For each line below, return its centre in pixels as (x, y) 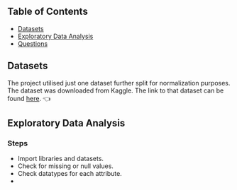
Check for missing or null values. (65, 166)
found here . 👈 (29, 98)
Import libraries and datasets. (61, 159)
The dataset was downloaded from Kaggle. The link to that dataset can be (116, 90)
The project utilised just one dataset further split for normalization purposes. (119, 83)
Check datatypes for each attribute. (70, 174)
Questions (33, 43)
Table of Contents (48, 12)
